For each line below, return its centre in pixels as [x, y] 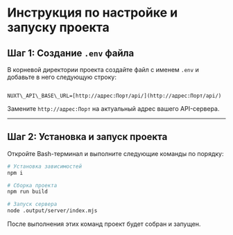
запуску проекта [58, 27]
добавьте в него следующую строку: [62, 77]
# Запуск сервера [32, 204]
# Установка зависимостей [44, 166]
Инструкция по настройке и [93, 13]
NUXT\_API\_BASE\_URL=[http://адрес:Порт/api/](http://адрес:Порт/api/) [114, 96]
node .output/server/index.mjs [52, 211]
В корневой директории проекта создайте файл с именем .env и [103, 70]
